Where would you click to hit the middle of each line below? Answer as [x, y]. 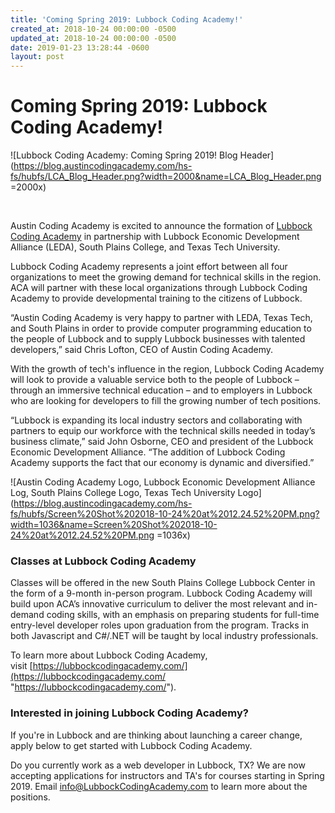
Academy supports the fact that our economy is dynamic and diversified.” [162, 463]
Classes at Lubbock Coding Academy [103, 561]
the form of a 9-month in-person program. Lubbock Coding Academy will [161, 593]
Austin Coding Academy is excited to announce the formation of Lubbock [161, 226]
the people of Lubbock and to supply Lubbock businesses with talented [158, 339]
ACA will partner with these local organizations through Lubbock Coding [159, 288]
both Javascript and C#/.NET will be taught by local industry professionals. [164, 636]
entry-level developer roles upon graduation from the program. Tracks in [160, 625]
